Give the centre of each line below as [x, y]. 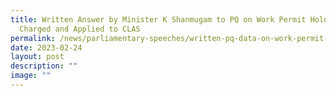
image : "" [31, 76]
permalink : [33, 38]
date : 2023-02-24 [46, 47]
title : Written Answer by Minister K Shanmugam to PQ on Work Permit [158, 19]
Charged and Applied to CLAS [80, 29]
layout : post [37, 57]
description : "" [44, 66]
